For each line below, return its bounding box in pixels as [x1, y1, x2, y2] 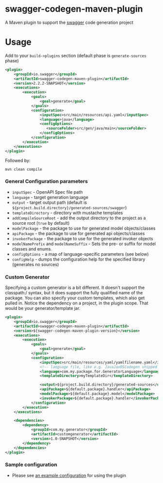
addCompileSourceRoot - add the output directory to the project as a [12, 215, 146, 221]
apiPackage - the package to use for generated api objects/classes [12, 230, 145, 236]
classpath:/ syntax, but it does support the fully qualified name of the [5, 290, 143, 296]
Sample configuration [5, 461, 57, 468]
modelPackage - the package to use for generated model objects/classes [12, 225, 156, 231]
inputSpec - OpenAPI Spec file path [12, 189, 83, 195]
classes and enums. [12, 246, 52, 251]
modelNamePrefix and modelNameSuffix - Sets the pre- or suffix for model [12, 241, 156, 247]
